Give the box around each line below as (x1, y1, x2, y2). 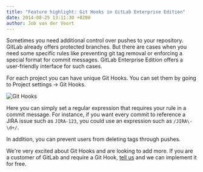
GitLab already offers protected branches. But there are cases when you (6, 43, 187, 50)
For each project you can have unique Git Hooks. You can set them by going (6, 74, 197, 82)
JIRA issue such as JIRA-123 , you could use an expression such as (6, 117, 173, 125)
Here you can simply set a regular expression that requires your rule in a (6, 105, 187, 112)
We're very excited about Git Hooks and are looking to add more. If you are (6, 147, 193, 155)
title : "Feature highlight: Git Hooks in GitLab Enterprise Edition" (6, 9, 186, 15)
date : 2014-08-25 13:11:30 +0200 (6, 15, 91, 21)
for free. (6, 160, 27, 168)
